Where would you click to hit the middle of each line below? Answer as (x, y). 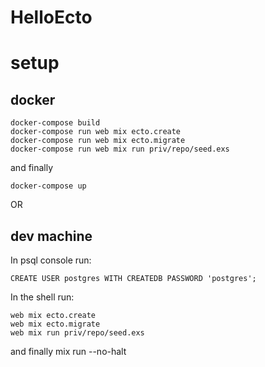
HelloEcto (51, 17)
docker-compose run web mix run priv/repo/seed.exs (120, 149)
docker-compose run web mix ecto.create (96, 132)
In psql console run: (51, 260)
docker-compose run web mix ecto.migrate (98, 141)
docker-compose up (48, 186)
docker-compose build (55, 123)
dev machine (51, 236)
